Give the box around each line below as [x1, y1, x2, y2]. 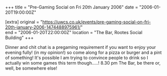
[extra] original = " [5, 19, 43, 25]
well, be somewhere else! [5, 65, 57, 71]
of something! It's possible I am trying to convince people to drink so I [5, 55, 148, 61]
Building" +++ [5, 35, 34, 40]
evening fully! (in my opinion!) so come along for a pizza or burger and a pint [5, 49, 162, 55]
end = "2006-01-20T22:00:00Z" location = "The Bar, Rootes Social [5, 30, 143, 35]
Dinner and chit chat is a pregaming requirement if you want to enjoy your [5, 44, 156, 50]
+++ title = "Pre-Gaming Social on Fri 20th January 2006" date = [5, 4, 138, 10]
